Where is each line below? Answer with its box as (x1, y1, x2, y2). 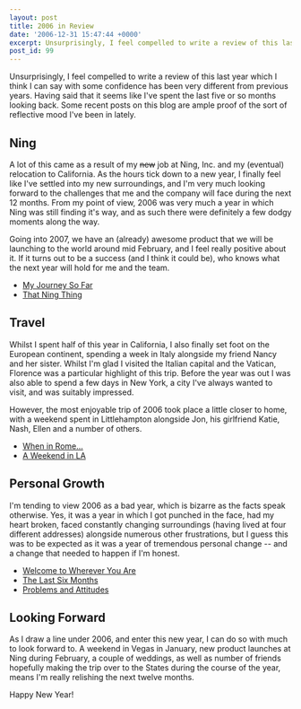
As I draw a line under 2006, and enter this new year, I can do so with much (9, 634, 288, 644)
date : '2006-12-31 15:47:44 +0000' (9, 30, 142, 39)
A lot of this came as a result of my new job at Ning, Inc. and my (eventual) (9, 159, 285, 170)
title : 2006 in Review (9, 22, 94, 31)
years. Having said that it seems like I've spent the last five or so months (9, 91, 276, 101)
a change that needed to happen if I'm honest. (9, 547, 181, 558)
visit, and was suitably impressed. (9, 387, 134, 398)
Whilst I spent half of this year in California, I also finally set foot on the (9, 338, 271, 350)
